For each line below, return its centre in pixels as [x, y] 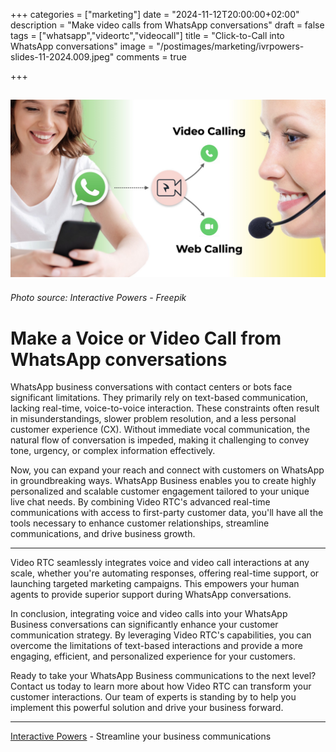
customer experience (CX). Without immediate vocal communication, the [160, 430]
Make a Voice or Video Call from [146, 338]
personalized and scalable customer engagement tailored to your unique [160, 491]
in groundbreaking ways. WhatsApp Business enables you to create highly [163, 481]
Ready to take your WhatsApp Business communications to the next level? [163, 676]
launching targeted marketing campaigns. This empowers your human [155, 584]
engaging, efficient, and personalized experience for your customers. [153, 656]
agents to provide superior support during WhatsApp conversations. [151, 595]
